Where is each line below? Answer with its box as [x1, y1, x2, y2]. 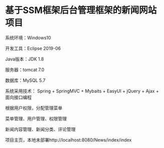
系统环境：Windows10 [5, 35, 51, 41]
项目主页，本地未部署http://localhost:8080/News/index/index [5, 136, 132, 143]
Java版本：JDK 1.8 [5, 56, 44, 62]
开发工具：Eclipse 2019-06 [5, 45, 61, 51]
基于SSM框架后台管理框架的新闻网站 [5, 5, 157, 16]
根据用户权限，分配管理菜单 [5, 105, 63, 111]
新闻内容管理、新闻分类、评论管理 [5, 126, 76, 132]
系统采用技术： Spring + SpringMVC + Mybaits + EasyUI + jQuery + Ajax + [5, 88, 159, 94]
